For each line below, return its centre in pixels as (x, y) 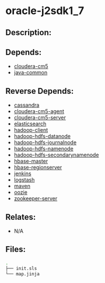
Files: (15, 249)
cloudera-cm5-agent (39, 111)
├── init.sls (21, 268)
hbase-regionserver (38, 168)
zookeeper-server (36, 199)
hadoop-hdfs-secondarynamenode (56, 155)
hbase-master (31, 161)
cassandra (27, 105)
